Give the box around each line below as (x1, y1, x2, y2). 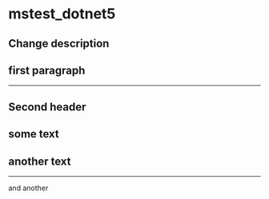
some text (8, 127, 60, 141)
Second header (8, 100, 86, 113)
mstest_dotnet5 (8, 5, 116, 23)
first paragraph (8, 63, 86, 77)
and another (8, 183, 49, 193)
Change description (8, 37, 110, 50)
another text (8, 154, 71, 168)
